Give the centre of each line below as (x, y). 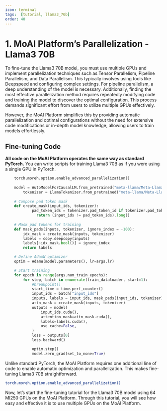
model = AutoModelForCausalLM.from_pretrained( (64, 188)
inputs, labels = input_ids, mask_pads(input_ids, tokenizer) (97, 298)
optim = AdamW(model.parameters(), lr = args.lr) (64, 261)
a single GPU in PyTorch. (31, 169)
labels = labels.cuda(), (64, 321)
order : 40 (15, 19)
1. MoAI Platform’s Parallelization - (77, 44)
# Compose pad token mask (41, 202)
